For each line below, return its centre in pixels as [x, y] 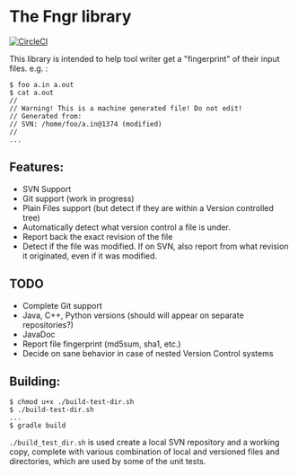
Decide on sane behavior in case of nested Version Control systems [148, 353]
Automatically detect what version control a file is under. [126, 227]
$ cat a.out [31, 92]
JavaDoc [39, 334]
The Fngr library [70, 17]
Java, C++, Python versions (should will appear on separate [133, 315]
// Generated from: [46, 116]
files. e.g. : [29, 68]
